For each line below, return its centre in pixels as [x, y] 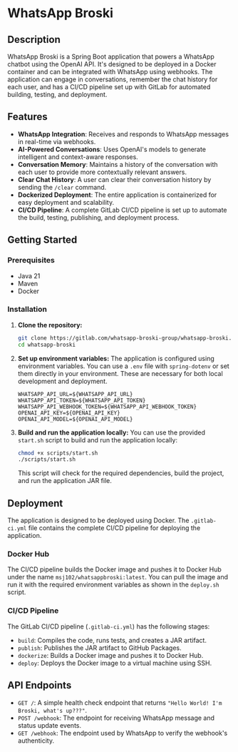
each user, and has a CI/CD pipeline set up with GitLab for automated [109, 87]
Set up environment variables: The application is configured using [116, 358]
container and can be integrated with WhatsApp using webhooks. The [110, 72]
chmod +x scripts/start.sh [58, 453]
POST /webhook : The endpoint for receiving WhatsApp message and [116, 718]
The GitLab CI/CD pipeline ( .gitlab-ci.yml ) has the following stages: [109, 626]
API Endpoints [40, 685]
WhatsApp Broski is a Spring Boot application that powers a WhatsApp [111, 56]
